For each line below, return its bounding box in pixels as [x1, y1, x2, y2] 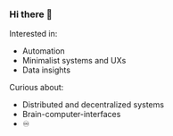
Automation [21, 46, 65, 56]
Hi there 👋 [9, 8, 54, 21]
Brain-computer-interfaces [21, 109, 121, 120]
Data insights [21, 64, 71, 75]
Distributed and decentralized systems [21, 99, 165, 110]
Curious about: [9, 82, 64, 93]
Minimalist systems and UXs [21, 55, 127, 66]
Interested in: [9, 29, 58, 39]
